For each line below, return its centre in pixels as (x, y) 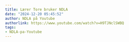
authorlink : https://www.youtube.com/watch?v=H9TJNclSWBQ (64, 23)
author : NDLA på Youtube (30, 18)
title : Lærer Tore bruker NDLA (36, 9)
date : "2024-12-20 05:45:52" (34, 14)
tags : (10, 28)
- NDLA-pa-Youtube (23, 32)
